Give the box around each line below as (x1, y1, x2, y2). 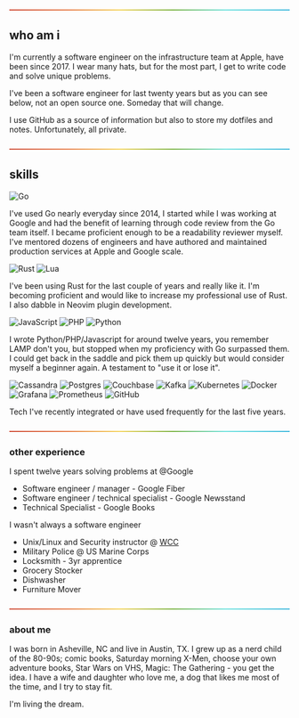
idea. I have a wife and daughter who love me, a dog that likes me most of (9, 672, 280, 683)
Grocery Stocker (21, 565, 83, 575)
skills (9, 167, 39, 183)
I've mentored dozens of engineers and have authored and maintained (9, 236, 267, 247)
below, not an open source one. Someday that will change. (9, 97, 224, 108)
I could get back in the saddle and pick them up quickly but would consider (9, 353, 285, 363)
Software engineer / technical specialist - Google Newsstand (21, 493, 246, 503)
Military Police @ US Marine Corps (21, 546, 149, 557)
